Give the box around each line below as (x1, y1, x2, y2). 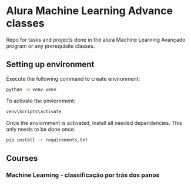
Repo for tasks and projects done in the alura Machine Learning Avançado (6, 36, 186, 43)
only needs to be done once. (6, 125, 76, 133)
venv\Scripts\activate (6, 108, 62, 114)
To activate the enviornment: (6, 97, 76, 104)
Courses (6, 153, 38, 163)
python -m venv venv (6, 87, 57, 92)
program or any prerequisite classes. (6, 42, 95, 49)
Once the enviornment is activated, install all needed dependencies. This (6, 119, 182, 126)
